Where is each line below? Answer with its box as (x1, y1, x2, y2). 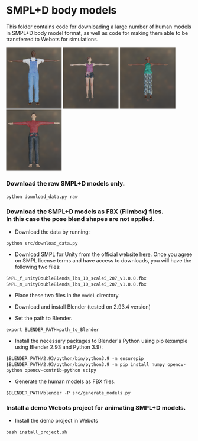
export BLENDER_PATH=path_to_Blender (6, 327, 99, 333)
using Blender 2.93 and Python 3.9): (14, 343, 103, 351)
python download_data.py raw (6, 193, 78, 200)
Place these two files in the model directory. (14, 292, 120, 299)
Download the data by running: (14, 228, 90, 235)
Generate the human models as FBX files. (14, 378, 116, 385)
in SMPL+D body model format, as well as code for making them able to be (6, 29, 189, 36)
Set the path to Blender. (14, 314, 73, 322)
